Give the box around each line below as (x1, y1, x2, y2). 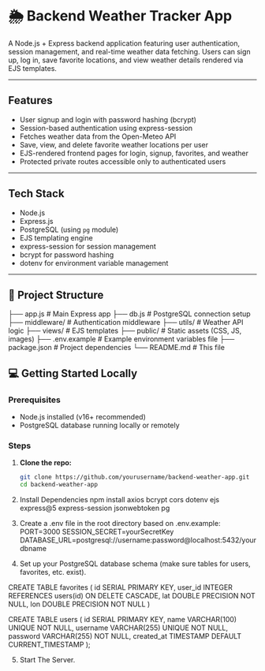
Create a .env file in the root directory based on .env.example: (19, 519, 221, 528)
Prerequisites (8, 394, 61, 405)
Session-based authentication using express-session (19, 123, 193, 132)
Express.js (19, 216, 54, 226)
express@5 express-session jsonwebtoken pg (19, 503, 170, 513)
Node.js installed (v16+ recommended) (19, 412, 146, 422)
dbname (19, 544, 47, 554)
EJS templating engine (19, 233, 93, 242)
